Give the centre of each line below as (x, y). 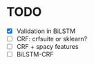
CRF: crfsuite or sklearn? (52, 39)
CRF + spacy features (47, 47)
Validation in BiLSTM (46, 31)
